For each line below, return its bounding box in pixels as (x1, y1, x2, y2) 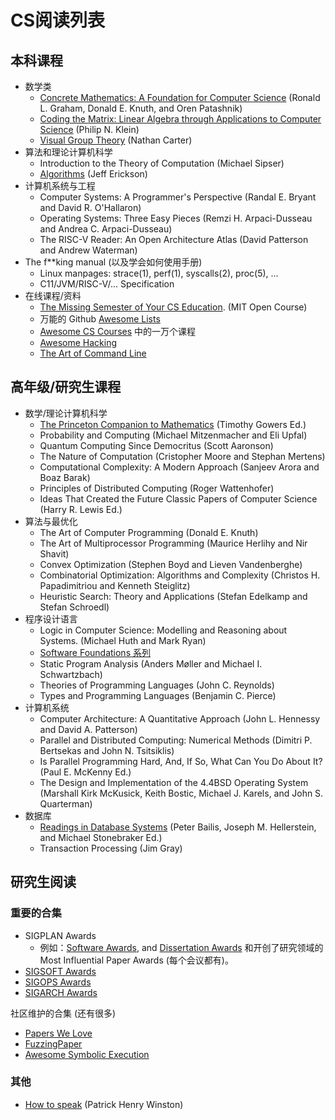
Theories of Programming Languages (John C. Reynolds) (39, 679, 275, 691)
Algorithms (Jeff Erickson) (39, 168, 148, 180)
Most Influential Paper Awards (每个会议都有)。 (39, 954, 234, 966)
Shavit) (39, 547, 70, 560)
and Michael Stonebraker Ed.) (39, 831, 163, 843)
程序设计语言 (24, 612, 78, 625)
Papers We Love (24, 1027, 93, 1039)
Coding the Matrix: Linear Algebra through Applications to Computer (39, 113, 322, 125)
